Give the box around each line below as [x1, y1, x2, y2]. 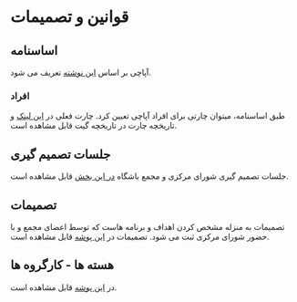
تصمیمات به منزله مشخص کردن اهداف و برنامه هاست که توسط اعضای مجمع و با [10, 221, 285, 232]
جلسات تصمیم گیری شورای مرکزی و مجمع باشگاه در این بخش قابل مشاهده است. [10, 171, 290, 182]
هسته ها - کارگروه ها [10, 257, 115, 273]
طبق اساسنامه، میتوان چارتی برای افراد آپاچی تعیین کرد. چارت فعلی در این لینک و [10, 110, 286, 121]
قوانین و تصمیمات [10, 6, 129, 27]
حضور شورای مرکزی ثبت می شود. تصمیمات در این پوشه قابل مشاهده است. [10, 231, 270, 242]
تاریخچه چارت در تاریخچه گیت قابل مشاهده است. [10, 120, 178, 131]
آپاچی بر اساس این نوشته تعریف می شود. [10, 67, 151, 78]
